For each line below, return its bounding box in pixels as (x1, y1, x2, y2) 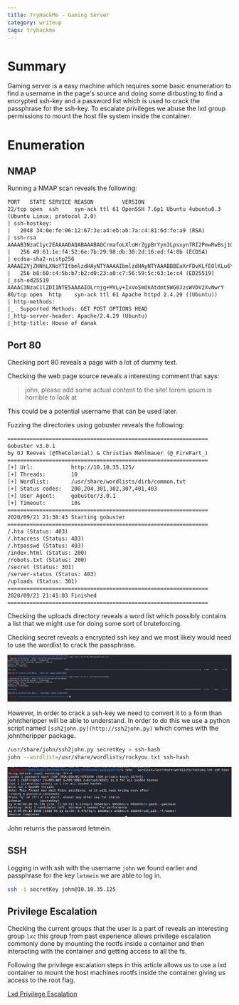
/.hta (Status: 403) (7, 528, 69, 536)
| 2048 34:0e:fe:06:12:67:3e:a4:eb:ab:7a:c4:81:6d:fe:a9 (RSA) (7, 227, 205, 234)
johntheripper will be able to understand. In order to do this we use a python (7, 716, 230, 724)
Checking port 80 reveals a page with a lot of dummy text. (7, 358, 178, 367)
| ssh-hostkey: (7, 220, 53, 227)
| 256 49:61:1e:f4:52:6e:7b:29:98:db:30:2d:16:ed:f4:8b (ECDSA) (7, 249, 208, 256)
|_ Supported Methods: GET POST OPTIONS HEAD (7, 306, 148, 313)
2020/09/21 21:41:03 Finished (7, 592, 97, 600)
